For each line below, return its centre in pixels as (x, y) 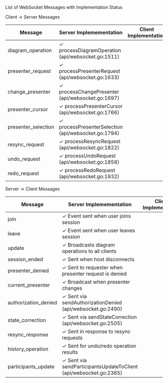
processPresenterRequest (90, 71)
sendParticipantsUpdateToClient (100, 367)
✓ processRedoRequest (87, 170)
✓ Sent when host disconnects (98, 259)
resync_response (28, 335)
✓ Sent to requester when (92, 267)
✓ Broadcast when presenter (96, 282)
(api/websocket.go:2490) (92, 309)
